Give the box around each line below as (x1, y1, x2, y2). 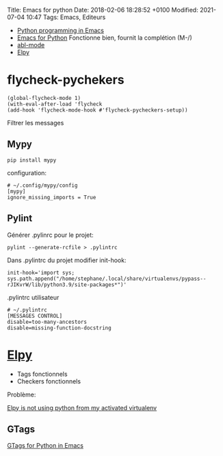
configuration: (7, 168, 47, 177)
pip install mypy (7, 157, 57, 164)
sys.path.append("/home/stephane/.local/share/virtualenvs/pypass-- (7, 275, 207, 282)
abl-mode (16, 41, 45, 49)
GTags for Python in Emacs (7, 442, 84, 450)
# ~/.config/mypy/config (7, 181, 78, 189)
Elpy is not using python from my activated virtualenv (7, 403, 157, 411)
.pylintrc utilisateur (7, 293, 60, 301)
